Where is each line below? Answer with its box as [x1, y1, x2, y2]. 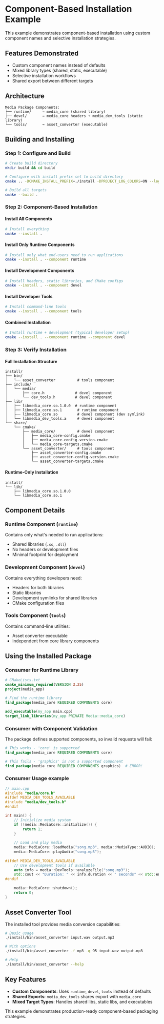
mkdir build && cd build [5, 165, 56, 170]
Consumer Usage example [5, 775, 69, 782]
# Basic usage [5, 931, 34, 936]
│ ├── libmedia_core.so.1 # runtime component [5, 408, 119, 413]
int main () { [5, 813, 32, 818]
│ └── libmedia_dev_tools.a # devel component [5, 416, 115, 421]
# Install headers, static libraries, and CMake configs [5, 278, 123, 284]
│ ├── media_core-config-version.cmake [22, 438, 108, 443]
